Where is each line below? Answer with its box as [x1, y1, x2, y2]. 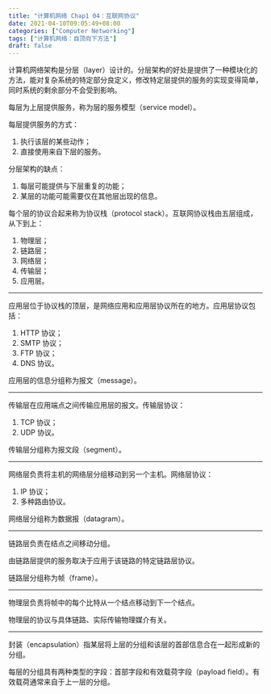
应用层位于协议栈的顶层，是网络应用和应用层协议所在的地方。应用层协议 [8, 301, 248, 311]
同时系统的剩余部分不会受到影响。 [8, 86, 122, 95]
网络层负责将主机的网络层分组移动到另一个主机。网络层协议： [8, 469, 214, 479]
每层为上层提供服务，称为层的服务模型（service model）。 [8, 103, 201, 112]
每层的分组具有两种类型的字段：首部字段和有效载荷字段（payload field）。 [8, 667, 253, 677]
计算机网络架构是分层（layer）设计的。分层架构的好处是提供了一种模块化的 [8, 65, 258, 75]
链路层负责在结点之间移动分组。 [8, 539, 115, 549]
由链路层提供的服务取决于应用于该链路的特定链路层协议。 [8, 556, 199, 566]
